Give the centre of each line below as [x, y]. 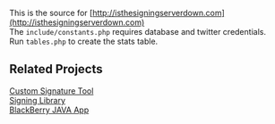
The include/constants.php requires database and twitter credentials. [138, 32]
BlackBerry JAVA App [49, 110]
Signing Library [37, 100]
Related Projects [56, 69]
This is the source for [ [51, 13]
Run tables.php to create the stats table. [84, 41]
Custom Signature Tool [52, 91]
